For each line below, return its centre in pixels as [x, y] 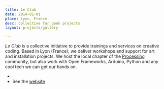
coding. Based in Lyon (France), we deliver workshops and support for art [80, 51]
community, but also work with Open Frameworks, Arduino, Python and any [82, 62]
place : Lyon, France [26, 19]
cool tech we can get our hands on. [41, 67]
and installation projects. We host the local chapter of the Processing [75, 56]
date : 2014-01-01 [23, 14]
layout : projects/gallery [32, 28]
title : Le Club [21, 10]
